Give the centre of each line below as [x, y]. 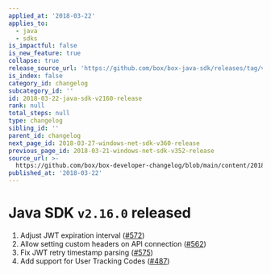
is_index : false [35, 76]
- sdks [27, 38]
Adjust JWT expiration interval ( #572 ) [82, 235]
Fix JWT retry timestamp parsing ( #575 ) [86, 252]
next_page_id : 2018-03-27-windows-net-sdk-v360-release [104, 143]
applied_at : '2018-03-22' [52, 16]
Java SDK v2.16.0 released [100, 213]
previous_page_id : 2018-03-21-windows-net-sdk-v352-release [112, 151]
